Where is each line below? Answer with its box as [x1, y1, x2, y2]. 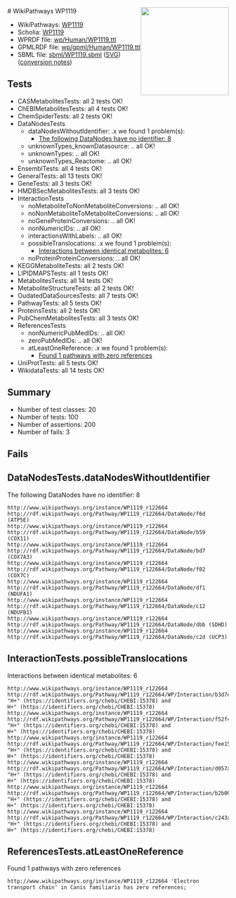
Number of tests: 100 [17, 412, 79, 421]
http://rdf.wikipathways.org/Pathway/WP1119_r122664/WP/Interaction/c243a [7, 814, 231, 821]
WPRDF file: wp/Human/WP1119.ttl [17, 35, 117, 44]
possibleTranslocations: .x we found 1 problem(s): [27, 239, 172, 247]
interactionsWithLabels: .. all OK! [27, 232, 122, 240]
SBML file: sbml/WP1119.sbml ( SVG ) [17, 51, 121, 58]
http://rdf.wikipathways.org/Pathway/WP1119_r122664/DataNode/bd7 [7, 547, 206, 555]
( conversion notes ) [17, 58, 72, 66]
